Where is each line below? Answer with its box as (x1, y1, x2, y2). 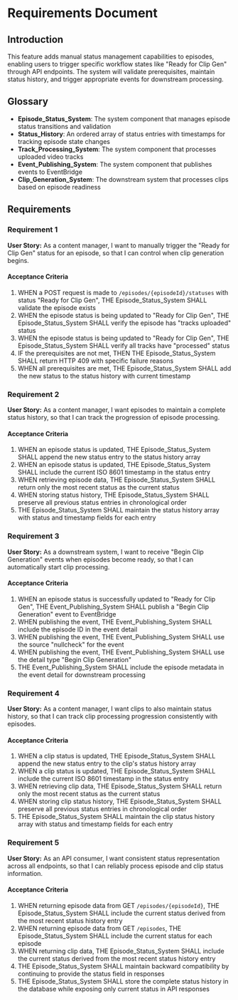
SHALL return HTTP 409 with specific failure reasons (17, 356, 174, 365)
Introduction (7, 33, 64, 46)
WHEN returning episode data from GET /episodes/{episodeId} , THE (17, 901, 220, 909)
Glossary (7, 96, 48, 108)
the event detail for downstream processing (17, 670, 146, 679)
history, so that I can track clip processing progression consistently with (7, 712, 218, 721)
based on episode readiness (17, 182, 101, 191)
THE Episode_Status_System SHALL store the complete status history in (17, 976, 229, 985)
